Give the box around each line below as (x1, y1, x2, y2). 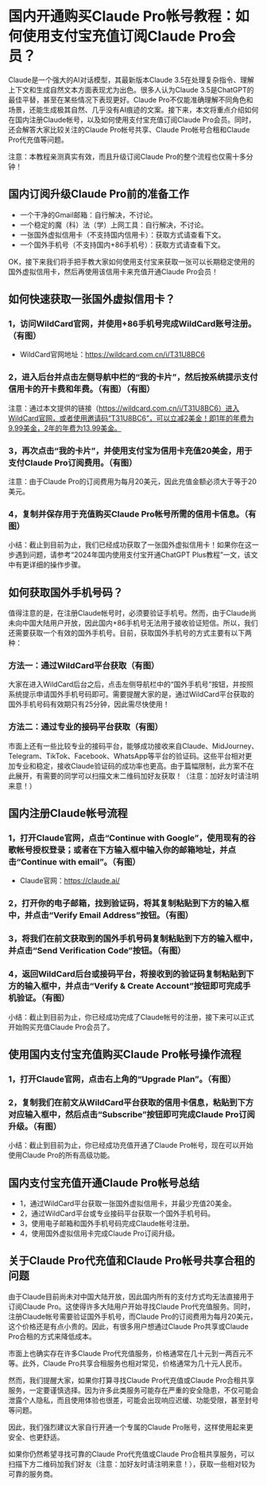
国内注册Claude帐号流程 (8, 807, 129, 820)
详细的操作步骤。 (29, 560, 85, 570)
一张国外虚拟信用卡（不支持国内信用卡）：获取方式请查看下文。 (19, 230, 226, 239)
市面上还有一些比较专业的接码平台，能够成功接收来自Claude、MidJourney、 (8, 741, 259, 750)
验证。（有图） (16, 993, 70, 1004)
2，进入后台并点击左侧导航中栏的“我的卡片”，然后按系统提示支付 (8, 371, 258, 383)
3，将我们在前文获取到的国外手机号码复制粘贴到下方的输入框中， (8, 934, 258, 945)
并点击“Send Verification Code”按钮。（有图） (8, 945, 186, 957)
